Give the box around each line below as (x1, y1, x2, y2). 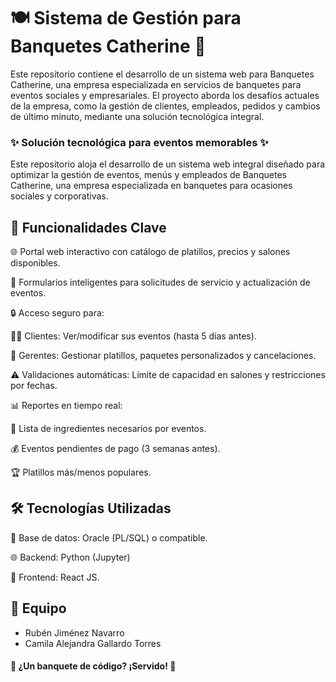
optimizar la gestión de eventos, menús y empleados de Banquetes (10, 169, 288, 181)
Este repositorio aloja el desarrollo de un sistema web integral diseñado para (10, 158, 326, 170)
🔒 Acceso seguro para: (10, 307, 105, 319)
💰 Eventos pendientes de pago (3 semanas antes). (10, 443, 221, 455)
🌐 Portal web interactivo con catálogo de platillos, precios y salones (10, 246, 291, 258)
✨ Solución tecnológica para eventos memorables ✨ (10, 135, 269, 149)
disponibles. (10, 257, 61, 269)
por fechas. (10, 380, 58, 392)
